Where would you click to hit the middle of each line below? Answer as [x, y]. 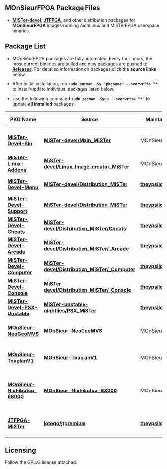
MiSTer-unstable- [66, 304]
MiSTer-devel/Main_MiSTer [78, 140]
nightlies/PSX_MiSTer [70, 310]
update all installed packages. [43, 104]
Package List [26, 46]
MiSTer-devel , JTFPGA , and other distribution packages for [74, 20]
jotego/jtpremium [65, 423]
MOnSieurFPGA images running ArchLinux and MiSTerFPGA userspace [86, 25]
